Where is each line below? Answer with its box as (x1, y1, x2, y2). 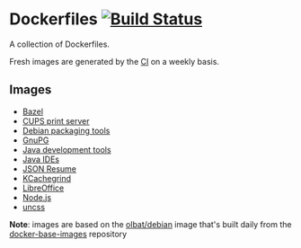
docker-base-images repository (9, 228, 128, 239)
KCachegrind (22, 173, 72, 183)
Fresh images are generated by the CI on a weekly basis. (9, 56, 220, 66)
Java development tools (22, 144, 111, 155)
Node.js (22, 191, 52, 202)
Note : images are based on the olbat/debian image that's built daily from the (9, 218, 292, 229)
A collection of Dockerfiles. (9, 39, 111, 49)
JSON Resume (22, 163, 77, 174)
